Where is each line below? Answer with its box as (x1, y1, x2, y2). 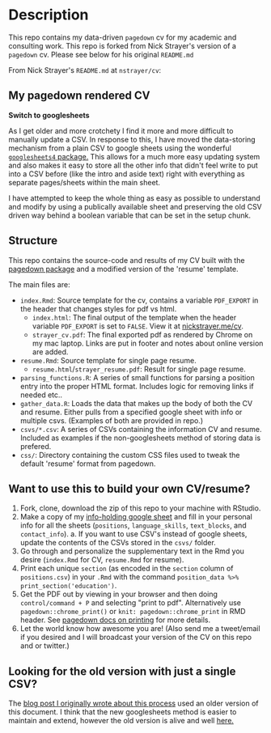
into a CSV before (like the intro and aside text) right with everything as (8, 168, 245, 179)
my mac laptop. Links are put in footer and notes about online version (32, 338, 264, 348)
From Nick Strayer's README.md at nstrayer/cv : (8, 65, 162, 74)
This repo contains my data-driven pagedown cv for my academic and (8, 32, 237, 42)
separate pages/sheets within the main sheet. (8, 177, 160, 187)
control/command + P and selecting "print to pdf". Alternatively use (19, 598, 241, 608)
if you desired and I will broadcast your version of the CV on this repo (19, 633, 252, 642)
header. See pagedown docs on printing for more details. (19, 615, 211, 625)
